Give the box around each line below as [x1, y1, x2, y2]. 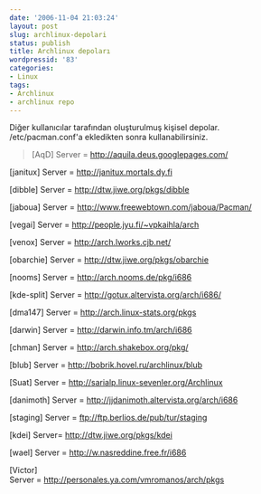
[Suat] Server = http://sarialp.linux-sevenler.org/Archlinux [9, 377, 223, 388]
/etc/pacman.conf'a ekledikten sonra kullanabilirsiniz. [9, 132, 209, 143]
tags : [9, 81, 30, 90]
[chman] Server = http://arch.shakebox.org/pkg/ [9, 342, 189, 353]
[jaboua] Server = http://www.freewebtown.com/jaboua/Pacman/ [9, 202, 253, 213]
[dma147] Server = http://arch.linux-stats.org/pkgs [9, 307, 197, 318]
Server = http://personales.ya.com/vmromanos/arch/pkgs [9, 474, 225, 485]
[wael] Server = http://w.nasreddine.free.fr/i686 [9, 447, 187, 458]
